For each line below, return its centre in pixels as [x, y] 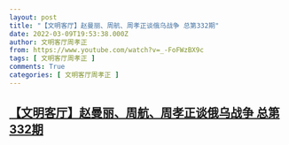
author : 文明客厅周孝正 [48, 42]
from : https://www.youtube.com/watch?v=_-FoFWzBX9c [106, 50]
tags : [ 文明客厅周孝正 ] [52, 58]
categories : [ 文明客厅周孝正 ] [64, 75]
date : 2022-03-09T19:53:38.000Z [69, 34]
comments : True [37, 67]
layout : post [33, 17]
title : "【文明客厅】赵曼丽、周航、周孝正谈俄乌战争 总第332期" [114, 26]
